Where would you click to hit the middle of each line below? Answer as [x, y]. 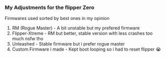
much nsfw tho [28, 38]
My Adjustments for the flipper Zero [50, 7]
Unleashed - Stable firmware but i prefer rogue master [68, 44]
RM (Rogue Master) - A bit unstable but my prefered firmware [76, 28]
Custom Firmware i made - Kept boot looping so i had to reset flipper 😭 [87, 49]
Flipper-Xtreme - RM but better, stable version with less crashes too [82, 33]
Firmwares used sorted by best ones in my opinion [57, 18]
